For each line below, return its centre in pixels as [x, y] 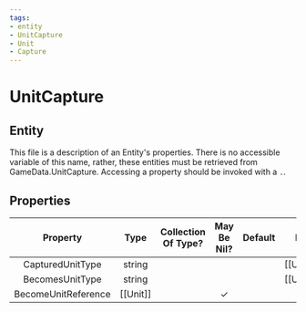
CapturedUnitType [62, 264]
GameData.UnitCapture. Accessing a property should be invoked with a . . [148, 172]
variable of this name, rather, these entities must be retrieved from [133, 162]
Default [259, 237]
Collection [184, 232]
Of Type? [183, 243]
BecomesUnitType [62, 279]
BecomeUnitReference [62, 294]
